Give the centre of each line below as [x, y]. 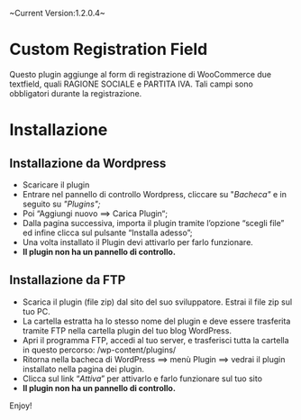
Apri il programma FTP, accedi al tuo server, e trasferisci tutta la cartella [156, 340]
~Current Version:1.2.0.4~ [57, 13]
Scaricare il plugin [56, 185]
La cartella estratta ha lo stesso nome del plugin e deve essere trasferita [156, 321]
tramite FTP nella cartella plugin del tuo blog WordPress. [127, 330]
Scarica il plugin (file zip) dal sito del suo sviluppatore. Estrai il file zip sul [157, 302]
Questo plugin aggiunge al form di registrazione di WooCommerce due [141, 74]
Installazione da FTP [68, 280]
